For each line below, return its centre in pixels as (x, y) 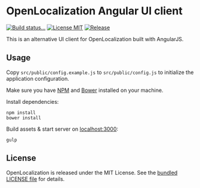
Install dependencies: (33, 101)
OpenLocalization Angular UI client (95, 11)
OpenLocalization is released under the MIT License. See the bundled (92, 172)
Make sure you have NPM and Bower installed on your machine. (85, 90)
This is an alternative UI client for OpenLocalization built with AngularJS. (95, 39)
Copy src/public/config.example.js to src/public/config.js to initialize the (100, 72)
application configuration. (38, 78)
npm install (21, 113)
